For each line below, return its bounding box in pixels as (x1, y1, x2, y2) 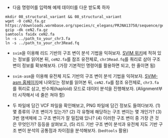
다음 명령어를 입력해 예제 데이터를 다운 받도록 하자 (12, 4, 110, 10)
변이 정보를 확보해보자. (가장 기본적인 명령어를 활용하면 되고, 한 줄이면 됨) (12, 62, 156, 68)
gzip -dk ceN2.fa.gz (5, 27, 48, 32)
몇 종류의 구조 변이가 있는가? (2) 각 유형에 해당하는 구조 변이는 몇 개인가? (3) (12, 109, 162, 114)
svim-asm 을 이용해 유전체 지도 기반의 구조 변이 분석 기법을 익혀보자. (12, 73, 144, 79)
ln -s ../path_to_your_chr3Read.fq (5, 40, 79, 45)
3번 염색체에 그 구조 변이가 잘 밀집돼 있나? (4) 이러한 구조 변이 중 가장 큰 (12, 115, 154, 121)
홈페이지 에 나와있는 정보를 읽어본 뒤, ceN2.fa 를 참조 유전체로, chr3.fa (22, 79, 159, 85)
